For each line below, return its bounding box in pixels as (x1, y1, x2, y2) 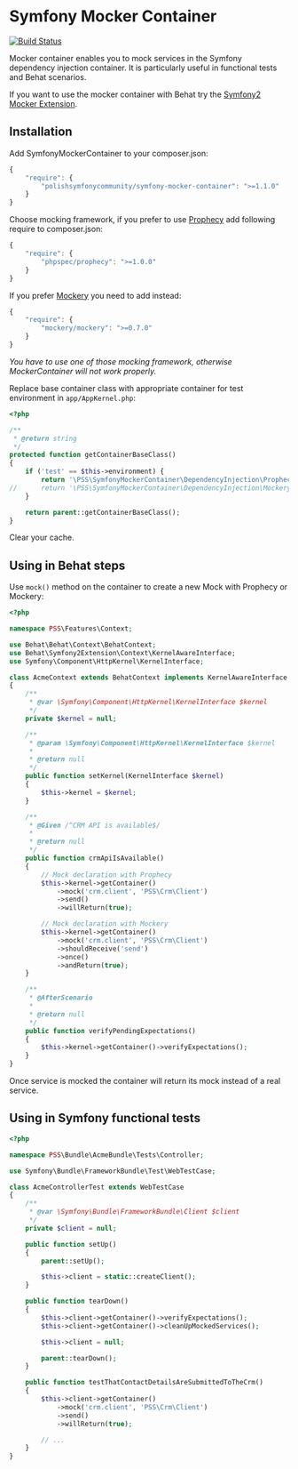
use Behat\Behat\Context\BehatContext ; (9, 640, 157, 649)
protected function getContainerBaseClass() (9, 451, 176, 460)
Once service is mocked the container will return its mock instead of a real (9, 1076, 281, 1087)
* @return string (12, 434, 77, 443)
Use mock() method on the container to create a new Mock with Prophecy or (9, 582, 288, 592)
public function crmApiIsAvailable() (25, 854, 165, 863)
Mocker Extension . (9, 98, 78, 108)
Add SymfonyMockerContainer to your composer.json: (9, 148, 208, 158)
